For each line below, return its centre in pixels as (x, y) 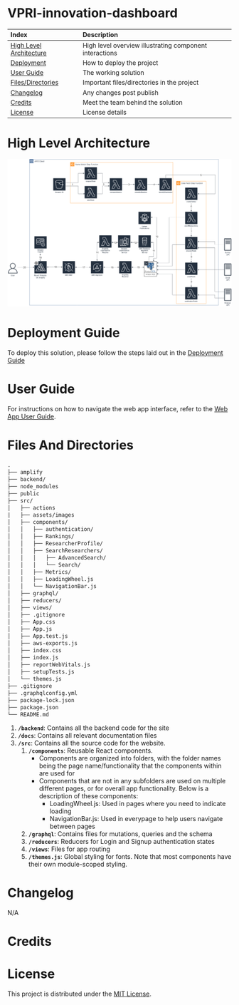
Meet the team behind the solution (133, 102)
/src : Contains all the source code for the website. (91, 743)
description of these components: (89, 795)
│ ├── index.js (33, 657)
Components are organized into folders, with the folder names (130, 758)
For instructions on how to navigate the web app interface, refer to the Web (118, 408)
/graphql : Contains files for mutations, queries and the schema (120, 834)
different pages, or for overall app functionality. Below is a (124, 788)
